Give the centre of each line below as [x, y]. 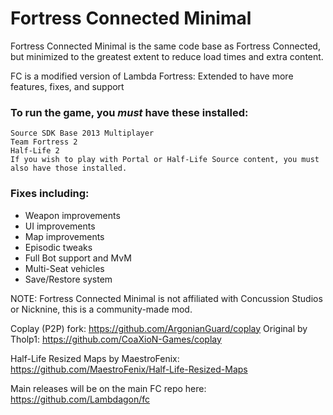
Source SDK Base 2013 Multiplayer [82, 133]
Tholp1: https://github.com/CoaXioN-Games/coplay [116, 339]
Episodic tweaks [58, 247]
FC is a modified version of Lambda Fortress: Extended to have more [152, 76]
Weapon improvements [72, 215]
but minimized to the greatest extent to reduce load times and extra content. [167, 56]
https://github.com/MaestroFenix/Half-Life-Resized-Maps [129, 369]
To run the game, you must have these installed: [129, 112]
